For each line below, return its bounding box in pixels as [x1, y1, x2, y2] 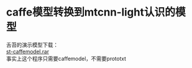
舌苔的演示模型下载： [6, 41, 58, 48]
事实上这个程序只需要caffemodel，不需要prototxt [6, 55, 127, 62]
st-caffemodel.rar [6, 48, 49, 55]
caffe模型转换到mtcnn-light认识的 [6, 5, 175, 19]
